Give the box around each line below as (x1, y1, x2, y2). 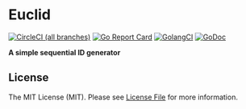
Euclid (8, 6, 51, 24)
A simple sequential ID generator (8, 47, 121, 57)
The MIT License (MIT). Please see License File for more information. (8, 92, 238, 102)
